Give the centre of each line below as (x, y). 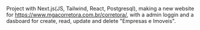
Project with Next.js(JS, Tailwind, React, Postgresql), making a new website (100, 9)
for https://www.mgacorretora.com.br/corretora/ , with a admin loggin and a (100, 15)
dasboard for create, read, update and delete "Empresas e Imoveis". (91, 21)
